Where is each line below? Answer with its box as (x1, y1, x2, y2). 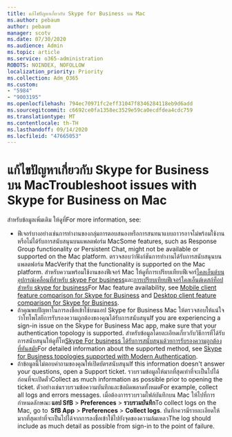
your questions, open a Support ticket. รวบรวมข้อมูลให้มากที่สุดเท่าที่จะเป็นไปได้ (17, 368, 220, 376)
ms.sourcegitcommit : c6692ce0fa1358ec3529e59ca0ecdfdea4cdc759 (7, 107, 193, 114)
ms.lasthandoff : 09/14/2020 (7, 126, 88, 133)
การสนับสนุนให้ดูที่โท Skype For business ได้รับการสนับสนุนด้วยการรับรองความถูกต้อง (17, 337, 222, 345)
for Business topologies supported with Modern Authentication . (17, 353, 198, 361)
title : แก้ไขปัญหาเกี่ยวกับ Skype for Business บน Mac (7, 10, 146, 17)
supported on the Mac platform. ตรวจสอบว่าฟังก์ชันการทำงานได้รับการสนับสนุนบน (17, 252, 222, 260)
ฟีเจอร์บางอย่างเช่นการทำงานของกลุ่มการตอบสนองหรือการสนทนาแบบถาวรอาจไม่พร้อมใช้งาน (17, 229, 225, 238)
